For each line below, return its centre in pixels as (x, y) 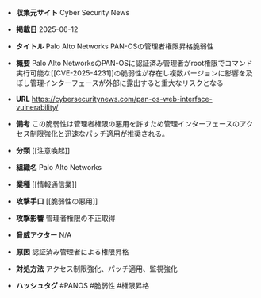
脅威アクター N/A (44, 235)
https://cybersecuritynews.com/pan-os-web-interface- (122, 99)
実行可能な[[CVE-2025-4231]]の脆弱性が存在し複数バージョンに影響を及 (134, 73)
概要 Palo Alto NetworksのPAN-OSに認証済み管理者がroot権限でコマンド (134, 63)
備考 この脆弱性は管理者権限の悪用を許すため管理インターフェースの (128, 124)
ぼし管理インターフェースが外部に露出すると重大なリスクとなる (119, 83)
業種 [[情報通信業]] (46, 184)
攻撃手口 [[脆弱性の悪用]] (57, 201)
